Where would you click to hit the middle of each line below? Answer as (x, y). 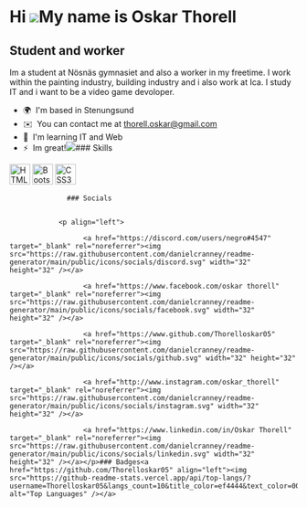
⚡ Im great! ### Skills (67, 148)
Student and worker (67, 51)
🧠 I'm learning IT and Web (73, 137)
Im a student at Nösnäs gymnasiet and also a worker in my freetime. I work (150, 72)
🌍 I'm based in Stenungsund (78, 110)
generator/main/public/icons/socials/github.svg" (106, 358)
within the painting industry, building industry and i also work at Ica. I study (150, 82)
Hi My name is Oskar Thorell (123, 17)
